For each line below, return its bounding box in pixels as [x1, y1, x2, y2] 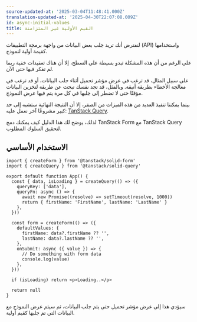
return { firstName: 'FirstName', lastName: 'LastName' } [21, 199, 168, 205]
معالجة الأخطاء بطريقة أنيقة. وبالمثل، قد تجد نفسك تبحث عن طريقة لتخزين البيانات [6, 83, 186, 91]
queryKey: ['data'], [17, 184, 67, 190]
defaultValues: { [17, 226, 60, 231]
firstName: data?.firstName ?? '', [21, 230, 110, 237]
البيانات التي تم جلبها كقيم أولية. [6, 309, 75, 317]
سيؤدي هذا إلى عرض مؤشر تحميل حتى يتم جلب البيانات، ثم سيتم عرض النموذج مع [6, 303, 186, 310]
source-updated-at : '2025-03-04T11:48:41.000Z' [6, 8, 126, 15]
